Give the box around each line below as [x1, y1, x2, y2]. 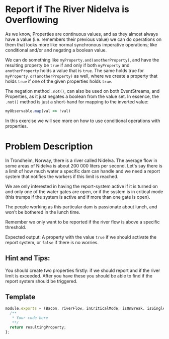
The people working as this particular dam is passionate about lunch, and [5, 203, 157, 210]
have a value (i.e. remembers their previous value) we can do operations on [5, 36, 162, 42]
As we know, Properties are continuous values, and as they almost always [5, 31, 158, 37]
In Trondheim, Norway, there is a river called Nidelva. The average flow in [5, 157, 157, 163]
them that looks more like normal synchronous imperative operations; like [5, 41, 157, 47]
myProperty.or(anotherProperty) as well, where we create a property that [5, 73, 158, 79]
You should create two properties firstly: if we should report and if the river [5, 267, 160, 273]
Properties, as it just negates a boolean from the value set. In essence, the [5, 93, 159, 99]
